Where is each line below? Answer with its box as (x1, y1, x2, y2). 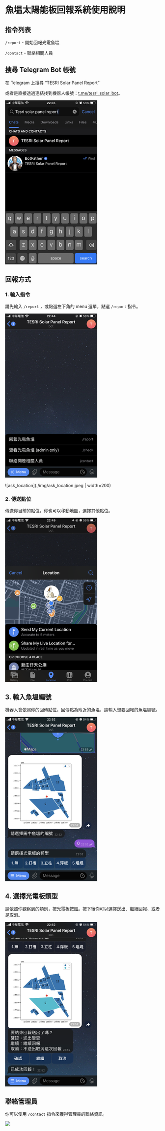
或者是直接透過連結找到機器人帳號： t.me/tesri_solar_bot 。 (5, 90, 123, 96)
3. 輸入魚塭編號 (5, 693, 52, 701)
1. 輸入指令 (5, 291, 30, 298)
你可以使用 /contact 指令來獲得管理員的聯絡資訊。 (5, 1111, 107, 1117)
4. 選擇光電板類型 (5, 892, 58, 900)
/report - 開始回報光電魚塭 (5, 40, 60, 45)
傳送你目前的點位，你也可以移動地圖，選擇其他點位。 (5, 508, 113, 514)
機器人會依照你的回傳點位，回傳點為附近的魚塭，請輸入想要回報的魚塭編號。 (5, 707, 160, 713)
